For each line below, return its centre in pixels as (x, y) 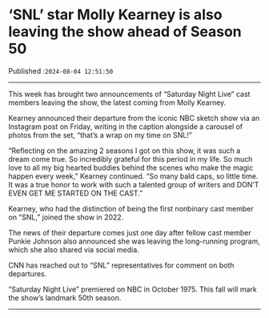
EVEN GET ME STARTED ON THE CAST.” (76, 193)
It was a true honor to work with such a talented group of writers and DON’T (134, 184)
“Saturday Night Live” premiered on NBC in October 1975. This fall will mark (133, 289)
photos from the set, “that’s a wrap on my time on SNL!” (100, 135)
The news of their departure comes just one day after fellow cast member (130, 232)
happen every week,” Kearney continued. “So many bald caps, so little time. (133, 176)
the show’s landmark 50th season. (65, 297)
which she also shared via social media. (74, 249)
